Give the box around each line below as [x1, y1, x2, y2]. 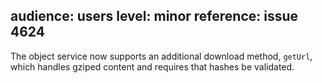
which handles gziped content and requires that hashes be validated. [10, 60, 295, 73]
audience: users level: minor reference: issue [10, 8, 299, 25]
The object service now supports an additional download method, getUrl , [10, 50, 313, 62]
